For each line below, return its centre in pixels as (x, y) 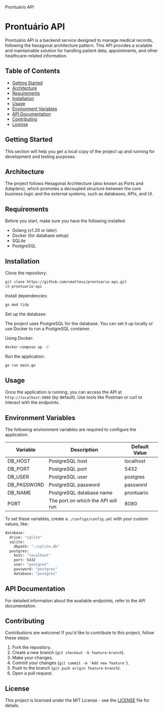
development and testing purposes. (41, 156)
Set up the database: (26, 314)
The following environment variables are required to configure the (71, 429)
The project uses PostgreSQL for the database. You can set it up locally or (79, 323)
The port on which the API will (83, 500)
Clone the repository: (26, 273)
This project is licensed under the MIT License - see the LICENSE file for (77, 700)
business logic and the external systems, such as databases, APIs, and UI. (79, 194)
